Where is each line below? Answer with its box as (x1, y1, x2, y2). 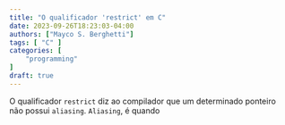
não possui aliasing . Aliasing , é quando (9, 104, 160, 116)
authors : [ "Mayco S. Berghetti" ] (9, 29, 134, 38)
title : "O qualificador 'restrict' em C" (9, 12, 167, 22)
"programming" (25, 54, 78, 63)
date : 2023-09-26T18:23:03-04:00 (9, 21, 134, 30)
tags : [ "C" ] (9, 37, 63, 47)
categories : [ (9, 46, 63, 55)
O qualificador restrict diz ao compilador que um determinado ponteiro (9, 96, 276, 106)
